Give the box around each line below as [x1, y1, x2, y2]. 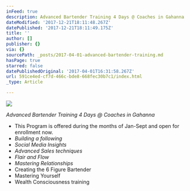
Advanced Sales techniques [14, 147, 83, 154]
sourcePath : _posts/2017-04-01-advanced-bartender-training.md [6, 52, 164, 58]
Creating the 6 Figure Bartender [14, 166, 92, 173]
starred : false [6, 62, 43, 69]
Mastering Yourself [14, 172, 61, 179]
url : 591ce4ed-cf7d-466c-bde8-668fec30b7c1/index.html [6, 74, 143, 79]
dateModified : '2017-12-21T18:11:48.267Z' [6, 19, 111, 25]
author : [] [6, 36, 33, 41]
